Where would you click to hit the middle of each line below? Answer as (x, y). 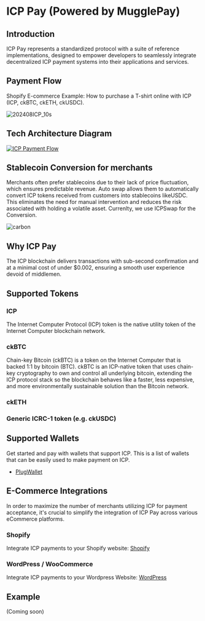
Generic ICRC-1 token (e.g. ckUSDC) (61, 419)
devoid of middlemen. (34, 274)
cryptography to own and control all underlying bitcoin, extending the (104, 373)
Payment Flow (34, 81)
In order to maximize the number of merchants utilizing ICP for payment (97, 506)
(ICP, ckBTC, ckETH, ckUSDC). (45, 102)
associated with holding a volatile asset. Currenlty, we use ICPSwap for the (101, 209)
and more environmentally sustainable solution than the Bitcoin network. (98, 386)
